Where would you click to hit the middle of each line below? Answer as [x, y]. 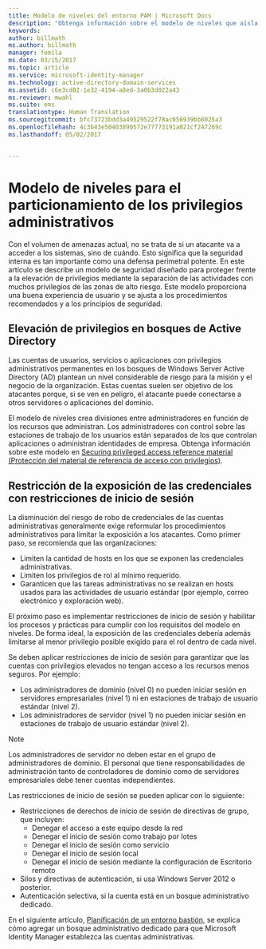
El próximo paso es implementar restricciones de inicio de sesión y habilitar [132, 617]
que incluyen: [42, 820]
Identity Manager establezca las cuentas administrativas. [102, 937]
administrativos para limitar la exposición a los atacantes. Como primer [125, 534]
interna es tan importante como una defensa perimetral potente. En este [127, 261]
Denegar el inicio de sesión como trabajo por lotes [114, 836]
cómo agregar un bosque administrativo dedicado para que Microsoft [122, 928]
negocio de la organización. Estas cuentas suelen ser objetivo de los [121, 386]
